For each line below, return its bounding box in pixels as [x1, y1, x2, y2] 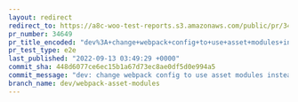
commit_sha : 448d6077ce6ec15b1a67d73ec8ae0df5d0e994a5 [8, 63, 216, 72]
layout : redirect [8, 12, 73, 22]
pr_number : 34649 [8, 29, 73, 38]
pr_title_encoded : [8, 37, 77, 47]
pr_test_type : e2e [8, 46, 77, 55]
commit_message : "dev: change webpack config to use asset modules [8, 71, 264, 80]
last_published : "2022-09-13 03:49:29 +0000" [8, 54, 180, 63]
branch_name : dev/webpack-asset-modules [8, 79, 161, 88]
